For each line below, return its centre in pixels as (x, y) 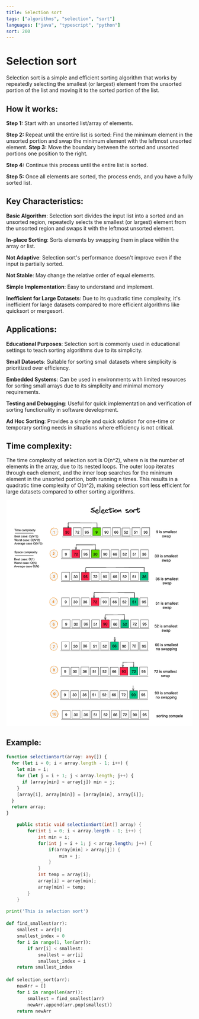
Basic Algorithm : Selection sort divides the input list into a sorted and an (95, 216)
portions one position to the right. (47, 153)
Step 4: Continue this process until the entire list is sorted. (77, 165)
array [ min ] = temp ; (62, 887)
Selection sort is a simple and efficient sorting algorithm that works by (92, 78)
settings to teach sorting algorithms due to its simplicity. (75, 350)
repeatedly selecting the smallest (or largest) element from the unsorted (94, 84)
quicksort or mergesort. (35, 310)
